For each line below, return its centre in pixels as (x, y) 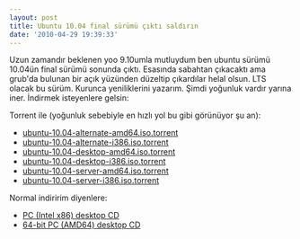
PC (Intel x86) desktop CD (71, 216)
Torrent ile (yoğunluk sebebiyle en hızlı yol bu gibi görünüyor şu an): (135, 115)
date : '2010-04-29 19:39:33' (64, 34)
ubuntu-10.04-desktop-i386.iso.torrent (94, 162)
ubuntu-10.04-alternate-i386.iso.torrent (95, 142)
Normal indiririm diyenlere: (58, 198)
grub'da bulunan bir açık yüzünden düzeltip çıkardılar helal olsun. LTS (138, 79)
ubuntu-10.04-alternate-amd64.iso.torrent (100, 133)
